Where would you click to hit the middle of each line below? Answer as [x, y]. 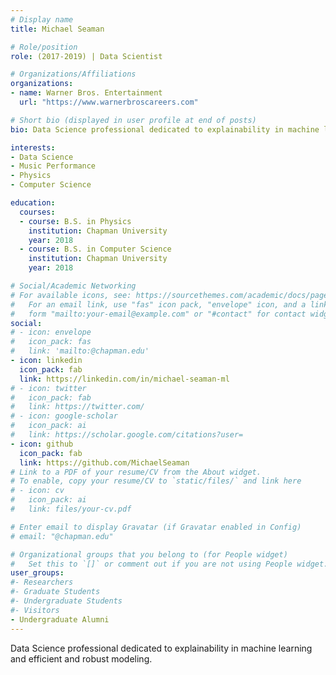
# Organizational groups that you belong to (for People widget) [149, 554]
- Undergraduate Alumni [60, 619]
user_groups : [37, 573]
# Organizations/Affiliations [73, 74]
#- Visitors [35, 610]
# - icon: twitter [48, 388]
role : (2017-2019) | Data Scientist [86, 56]
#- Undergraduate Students [66, 601]
